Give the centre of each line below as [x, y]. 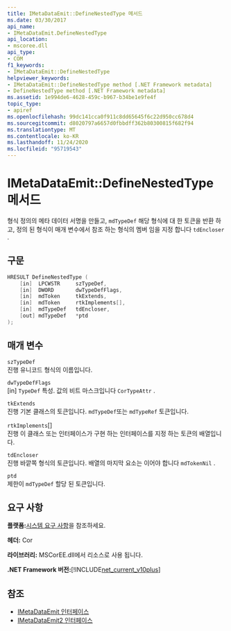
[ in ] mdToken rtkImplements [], [73, 303]
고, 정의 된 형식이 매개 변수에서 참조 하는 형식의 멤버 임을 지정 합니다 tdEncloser [116, 229]
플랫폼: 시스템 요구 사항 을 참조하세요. [57, 526]
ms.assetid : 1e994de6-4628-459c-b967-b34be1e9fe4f [82, 98]
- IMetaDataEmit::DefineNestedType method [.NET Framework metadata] [110, 85]
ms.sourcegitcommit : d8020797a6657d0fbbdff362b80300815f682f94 [101, 123]
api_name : [22, 26]
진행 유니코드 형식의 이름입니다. [50, 370]
